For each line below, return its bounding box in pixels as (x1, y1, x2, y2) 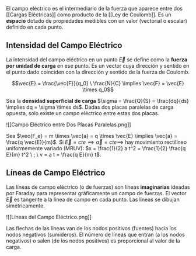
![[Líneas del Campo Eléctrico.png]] (6, 213, 92, 220)
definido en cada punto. (6, 23, 64, 30)
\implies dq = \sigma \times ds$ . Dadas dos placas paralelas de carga (6, 103, 174, 110)
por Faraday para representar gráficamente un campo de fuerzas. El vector (6, 189, 187, 196)
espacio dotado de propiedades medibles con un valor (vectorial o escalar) (6, 18, 188, 24)
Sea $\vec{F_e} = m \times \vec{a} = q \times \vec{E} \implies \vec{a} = (6, 132, 178, 139)
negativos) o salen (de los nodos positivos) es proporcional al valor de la (6, 237, 180, 244)
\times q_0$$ (82, 86, 114, 93)
